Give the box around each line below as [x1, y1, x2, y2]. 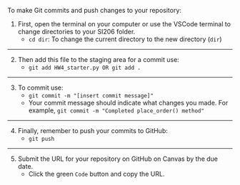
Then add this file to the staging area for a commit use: [17, 55, 180, 63]
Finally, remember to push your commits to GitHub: [17, 127, 168, 134]
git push [28, 135, 55, 142]
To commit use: [17, 83, 64, 92]
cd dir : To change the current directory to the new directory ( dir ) [28, 35, 223, 43]
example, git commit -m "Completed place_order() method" [28, 106, 205, 115]
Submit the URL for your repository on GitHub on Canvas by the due [17, 154, 219, 163]
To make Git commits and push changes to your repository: [7, 6, 182, 14]
